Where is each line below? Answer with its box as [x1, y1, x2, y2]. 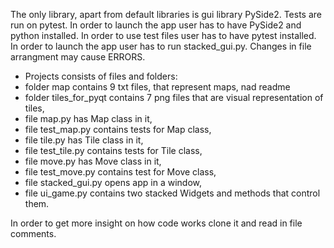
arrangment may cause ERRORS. [10, 51, 146, 63]
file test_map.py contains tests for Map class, [24, 124, 212, 135]
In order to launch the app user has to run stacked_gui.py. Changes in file [10, 40, 312, 52]
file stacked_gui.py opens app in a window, [24, 177, 202, 188]
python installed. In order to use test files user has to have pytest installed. [10, 30, 317, 41]
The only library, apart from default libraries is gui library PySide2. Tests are [10, 9, 322, 20]
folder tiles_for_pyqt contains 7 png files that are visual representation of [24, 92, 324, 103]
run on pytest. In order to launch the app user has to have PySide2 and [10, 19, 302, 31]
